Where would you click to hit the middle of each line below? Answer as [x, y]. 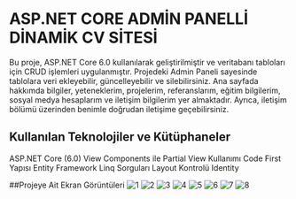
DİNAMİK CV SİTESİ [83, 38]
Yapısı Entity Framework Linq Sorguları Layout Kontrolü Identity [124, 167]
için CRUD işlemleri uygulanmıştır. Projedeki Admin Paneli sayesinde [133, 72]
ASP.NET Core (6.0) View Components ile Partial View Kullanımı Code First [145, 158]
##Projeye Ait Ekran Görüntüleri [67, 185]
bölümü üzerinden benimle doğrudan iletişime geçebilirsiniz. [119, 109]
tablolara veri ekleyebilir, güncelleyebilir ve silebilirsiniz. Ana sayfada [134, 80]
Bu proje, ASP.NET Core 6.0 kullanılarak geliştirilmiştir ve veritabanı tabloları [147, 62]
